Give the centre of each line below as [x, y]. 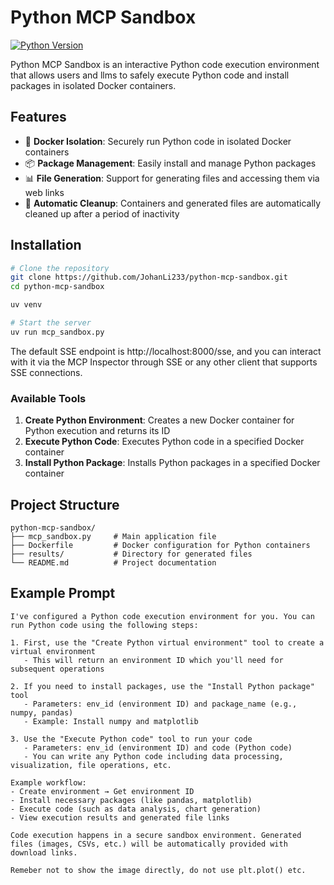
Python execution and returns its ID [97, 431]
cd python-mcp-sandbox [57, 287]
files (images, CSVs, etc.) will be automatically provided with [149, 844]
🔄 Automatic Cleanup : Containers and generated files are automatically [173, 203]
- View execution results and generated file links [120, 817]
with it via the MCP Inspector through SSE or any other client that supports [164, 362]
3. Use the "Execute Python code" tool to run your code [131, 739]
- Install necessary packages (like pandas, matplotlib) [131, 800]
